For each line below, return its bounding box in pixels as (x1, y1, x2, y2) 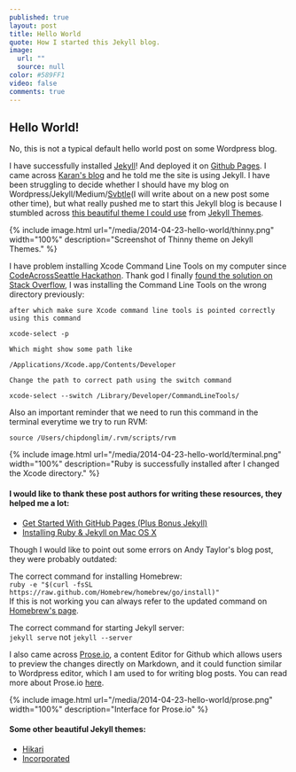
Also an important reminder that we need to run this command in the (9, 407, 259, 417)
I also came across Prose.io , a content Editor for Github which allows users (9, 649, 283, 659)
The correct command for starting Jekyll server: (9, 622, 184, 633)
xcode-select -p (9, 330, 69, 339)
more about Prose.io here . (9, 677, 105, 688)
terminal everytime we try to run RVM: (9, 417, 148, 427)
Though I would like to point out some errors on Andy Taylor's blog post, (9, 544, 274, 555)
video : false (9, 79, 58, 88)
